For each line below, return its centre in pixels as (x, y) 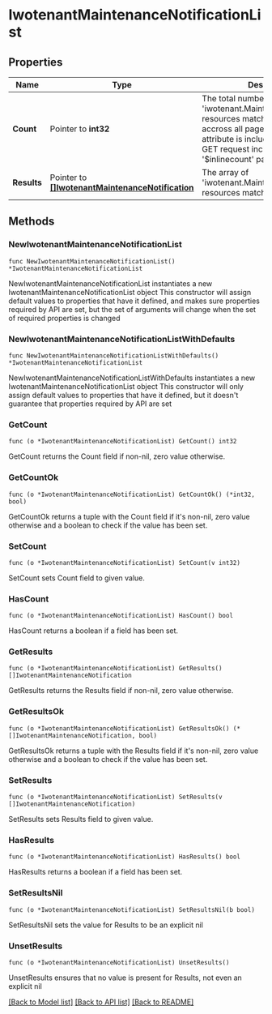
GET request (225, 149)
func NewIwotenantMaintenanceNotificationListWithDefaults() (114, 355)
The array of (225, 172)
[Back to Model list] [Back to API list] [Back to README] (101, 1002)
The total (219, 98)
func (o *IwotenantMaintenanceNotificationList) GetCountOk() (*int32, (132, 494)
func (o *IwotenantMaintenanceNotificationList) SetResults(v (115, 797)
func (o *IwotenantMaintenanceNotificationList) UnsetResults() (119, 962)
